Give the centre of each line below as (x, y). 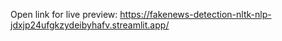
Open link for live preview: (64, 14)
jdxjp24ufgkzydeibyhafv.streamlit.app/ (90, 25)
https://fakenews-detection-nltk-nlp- (195, 14)
